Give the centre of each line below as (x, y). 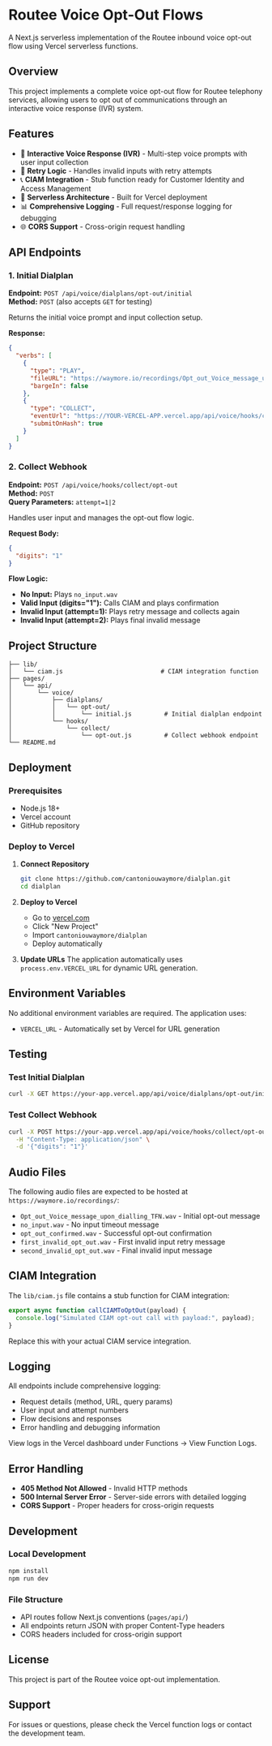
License (29, 1660)
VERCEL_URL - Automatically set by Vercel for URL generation (120, 1029)
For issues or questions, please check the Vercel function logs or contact (130, 1724)
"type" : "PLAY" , (57, 371)
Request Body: (34, 533)
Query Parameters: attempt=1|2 (62, 501)
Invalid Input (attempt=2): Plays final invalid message (110, 620)
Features (31, 134)
